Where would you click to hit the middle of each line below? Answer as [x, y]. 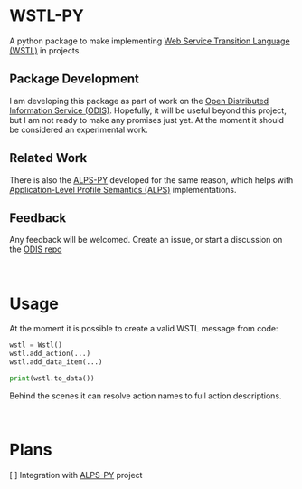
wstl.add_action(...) [50, 354]
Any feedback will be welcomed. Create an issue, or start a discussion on [146, 240]
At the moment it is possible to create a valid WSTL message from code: [144, 329]
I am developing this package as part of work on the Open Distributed [139, 101]
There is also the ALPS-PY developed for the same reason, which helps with [151, 180]
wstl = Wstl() [36, 345]
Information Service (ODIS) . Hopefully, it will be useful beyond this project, [148, 110]
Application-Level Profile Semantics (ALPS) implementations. [123, 189]
